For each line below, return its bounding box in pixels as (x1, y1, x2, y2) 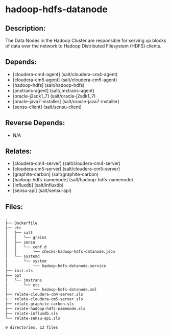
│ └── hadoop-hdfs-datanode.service (5, 264, 106, 269)
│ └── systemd (5, 254, 40, 259)
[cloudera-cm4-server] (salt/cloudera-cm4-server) (12, 160, 121, 166)
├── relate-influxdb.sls (5, 310, 58, 316)
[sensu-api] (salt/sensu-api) (12, 187, 72, 194)
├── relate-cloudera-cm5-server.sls (5, 297, 83, 302)
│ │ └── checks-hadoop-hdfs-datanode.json (5, 249, 115, 254)
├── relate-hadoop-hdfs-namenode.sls (5, 306, 86, 311)
